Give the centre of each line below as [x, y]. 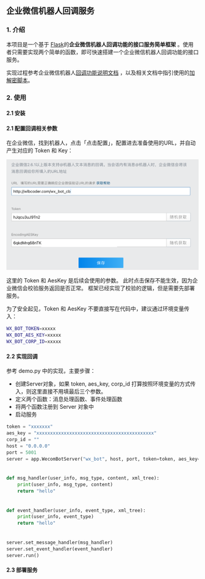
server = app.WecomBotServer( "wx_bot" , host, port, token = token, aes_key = [103, 459]
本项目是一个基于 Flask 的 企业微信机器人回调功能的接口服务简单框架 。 [95, 44]
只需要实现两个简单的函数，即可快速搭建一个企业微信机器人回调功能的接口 [105, 52]
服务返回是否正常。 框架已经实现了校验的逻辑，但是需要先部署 [117, 288]
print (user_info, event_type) [56, 517]
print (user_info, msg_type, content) [65, 484]
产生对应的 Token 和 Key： [40, 151]
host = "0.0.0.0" [28, 446]
